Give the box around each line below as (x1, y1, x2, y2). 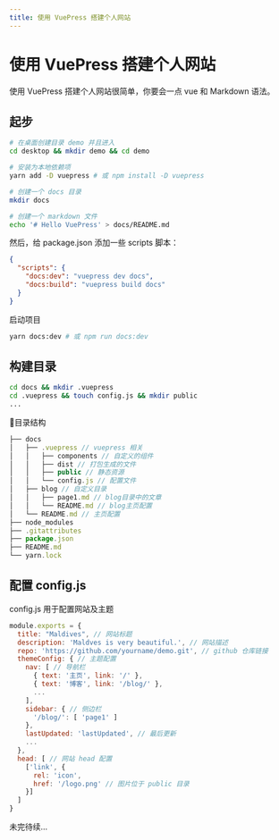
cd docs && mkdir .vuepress (9, 383, 114, 392)
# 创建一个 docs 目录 (9, 187, 82, 197)
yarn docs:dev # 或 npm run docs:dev (9, 332, 149, 340)
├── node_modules (9, 517, 74, 527)
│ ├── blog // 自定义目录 (9, 484, 107, 494)
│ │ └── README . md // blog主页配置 (9, 501, 153, 510)
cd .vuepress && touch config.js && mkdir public (9, 391, 199, 400)
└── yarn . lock (9, 551, 63, 560)
